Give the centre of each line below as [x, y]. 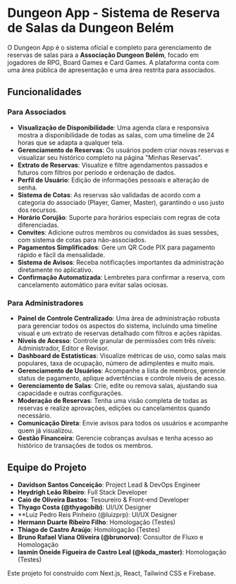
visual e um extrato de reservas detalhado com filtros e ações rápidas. [120, 333]
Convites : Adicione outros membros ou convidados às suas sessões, [118, 232]
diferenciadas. [38, 225]
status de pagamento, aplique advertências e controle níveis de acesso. [122, 378]
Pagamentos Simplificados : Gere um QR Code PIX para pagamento [116, 247]
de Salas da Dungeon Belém [91, 28]
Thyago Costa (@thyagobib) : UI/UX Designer [84, 507]
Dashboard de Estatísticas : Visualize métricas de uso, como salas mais [122, 355]
